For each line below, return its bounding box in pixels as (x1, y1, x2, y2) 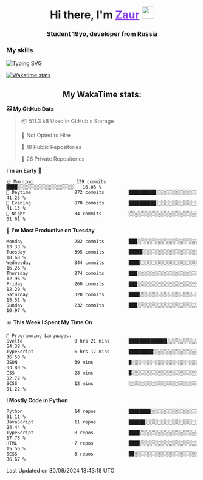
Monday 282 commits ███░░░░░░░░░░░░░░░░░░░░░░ (6, 238, 198, 245)
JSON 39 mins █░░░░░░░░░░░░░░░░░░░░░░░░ (6, 360, 198, 366)
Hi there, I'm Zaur (50, 8, 140, 22)
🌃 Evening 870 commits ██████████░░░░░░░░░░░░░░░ (6, 200, 198, 206)
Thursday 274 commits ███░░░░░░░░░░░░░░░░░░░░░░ (6, 271, 198, 277)
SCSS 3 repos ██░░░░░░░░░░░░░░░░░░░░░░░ (6, 451, 198, 457)
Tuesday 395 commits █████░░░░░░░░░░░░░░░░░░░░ (6, 249, 198, 256)
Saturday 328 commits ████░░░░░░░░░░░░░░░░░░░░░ (6, 292, 198, 298)
